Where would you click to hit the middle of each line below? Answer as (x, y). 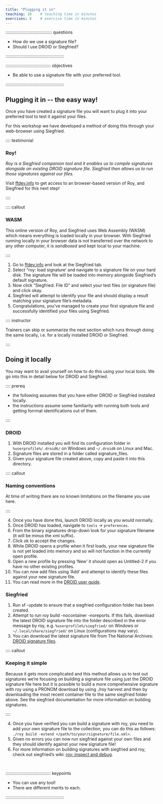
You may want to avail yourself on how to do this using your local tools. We (80, 371)
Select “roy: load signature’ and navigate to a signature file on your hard (84, 270)
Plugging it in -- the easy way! (52, 100)
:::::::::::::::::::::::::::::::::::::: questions (39, 32)
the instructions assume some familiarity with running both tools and (81, 405)
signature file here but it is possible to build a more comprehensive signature (82, 684)
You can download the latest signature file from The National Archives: (83, 636)
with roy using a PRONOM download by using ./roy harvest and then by (76, 689)
